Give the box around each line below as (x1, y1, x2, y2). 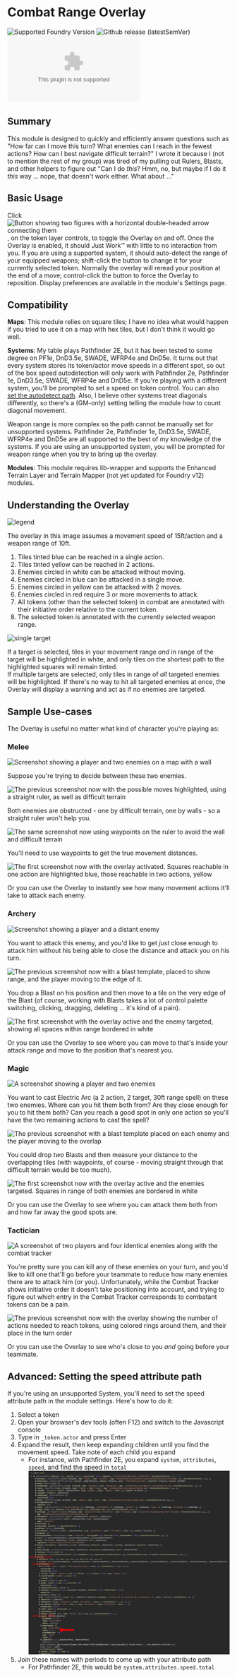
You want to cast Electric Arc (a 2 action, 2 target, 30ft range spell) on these (7, 1093, 229, 1101)
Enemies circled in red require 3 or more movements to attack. (17, 590, 200, 599)
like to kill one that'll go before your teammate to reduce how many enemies (7, 1270, 228, 1278)
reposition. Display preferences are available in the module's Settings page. (7, 278, 227, 287)
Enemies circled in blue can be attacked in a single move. (17, 575, 185, 584)
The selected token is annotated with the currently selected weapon (17, 613, 216, 621)
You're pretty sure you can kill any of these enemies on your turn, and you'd (7, 1263, 229, 1271)
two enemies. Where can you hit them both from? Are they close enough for (7, 1101, 228, 1109)
